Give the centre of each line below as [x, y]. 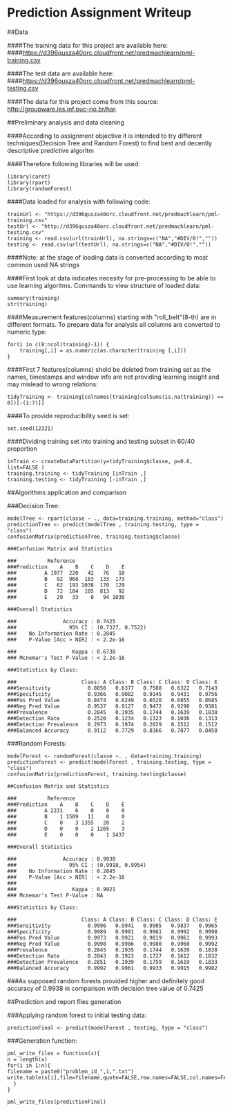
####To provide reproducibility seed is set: [68, 415]
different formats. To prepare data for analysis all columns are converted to [114, 324]
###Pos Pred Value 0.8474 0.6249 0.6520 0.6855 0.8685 [112, 700]
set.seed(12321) [30, 428]
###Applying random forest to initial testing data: [77, 1015]
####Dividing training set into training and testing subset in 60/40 [101, 441]
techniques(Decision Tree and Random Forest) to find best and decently [110, 143]
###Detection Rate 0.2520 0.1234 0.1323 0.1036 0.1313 [112, 718]
